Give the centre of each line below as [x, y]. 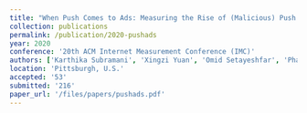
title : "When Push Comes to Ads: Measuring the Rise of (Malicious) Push [153, 18]
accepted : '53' [38, 77]
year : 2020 [30, 43]
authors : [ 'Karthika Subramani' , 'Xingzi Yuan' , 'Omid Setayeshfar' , [145, 60]
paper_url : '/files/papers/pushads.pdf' [88, 94]
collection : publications [58, 26]
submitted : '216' [42, 86]
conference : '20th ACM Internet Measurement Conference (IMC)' [132, 52]
